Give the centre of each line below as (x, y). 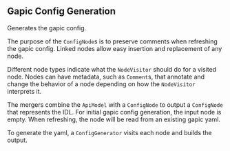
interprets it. (24, 91)
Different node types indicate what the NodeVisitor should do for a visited (112, 69)
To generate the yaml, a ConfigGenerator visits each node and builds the (109, 132)
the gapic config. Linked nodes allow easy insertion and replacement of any (115, 48)
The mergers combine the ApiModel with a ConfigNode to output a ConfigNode (115, 104)
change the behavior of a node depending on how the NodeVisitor (101, 84)
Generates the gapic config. (47, 28)
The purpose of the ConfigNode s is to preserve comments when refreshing (113, 41)
